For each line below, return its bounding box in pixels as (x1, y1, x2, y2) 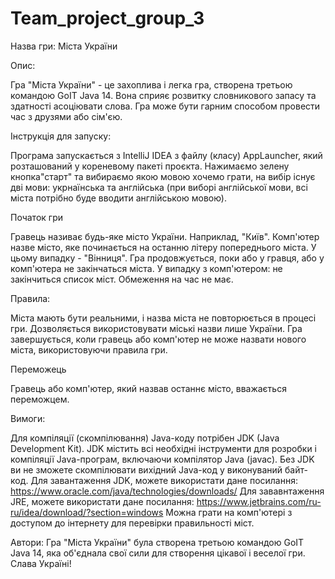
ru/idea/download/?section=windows (10, 506, 164, 518)
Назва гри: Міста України (10, 40, 118, 52)
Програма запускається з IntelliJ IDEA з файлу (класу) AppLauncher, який (10, 149, 323, 161)
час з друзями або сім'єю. (10, 110, 123, 122)
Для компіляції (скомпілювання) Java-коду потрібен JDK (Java (10, 432, 280, 444)
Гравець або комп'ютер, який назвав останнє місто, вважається (10, 382, 287, 394)
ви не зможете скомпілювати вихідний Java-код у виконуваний (10, 463, 283, 476)
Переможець (10, 363, 67, 375)
